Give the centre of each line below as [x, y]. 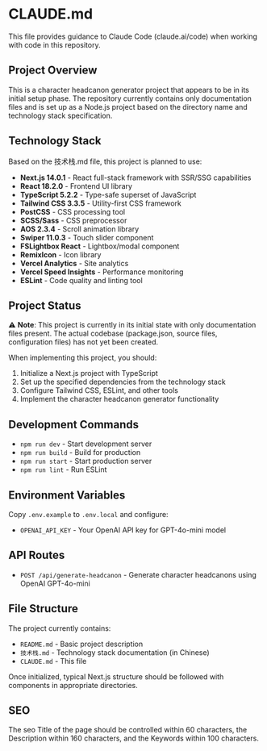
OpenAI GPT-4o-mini [55, 583]
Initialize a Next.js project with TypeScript [89, 373]
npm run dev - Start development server [86, 444]
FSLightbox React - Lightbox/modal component [100, 246]
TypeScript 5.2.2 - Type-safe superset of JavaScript [108, 194]
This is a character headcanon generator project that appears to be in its [129, 90]
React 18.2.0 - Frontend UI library [76, 186]
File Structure [43, 609]
